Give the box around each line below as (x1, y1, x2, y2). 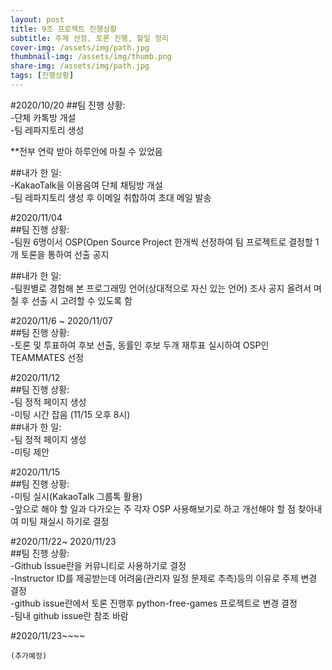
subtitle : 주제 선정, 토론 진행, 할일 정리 (10, 33, 169, 43)
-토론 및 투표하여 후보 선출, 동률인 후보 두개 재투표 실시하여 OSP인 (10, 339, 270, 351)
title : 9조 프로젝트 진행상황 (10, 24, 118, 34)
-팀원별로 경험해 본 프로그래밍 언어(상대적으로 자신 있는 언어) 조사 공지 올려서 (10, 282, 312, 294)
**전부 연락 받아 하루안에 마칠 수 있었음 (10, 145, 163, 157)
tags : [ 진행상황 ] (10, 71, 75, 81)
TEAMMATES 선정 (10, 351, 85, 363)
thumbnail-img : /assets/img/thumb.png (10, 52, 172, 62)
